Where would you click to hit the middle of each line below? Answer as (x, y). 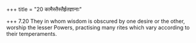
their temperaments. (32, 34)
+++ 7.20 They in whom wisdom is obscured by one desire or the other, (96, 21)
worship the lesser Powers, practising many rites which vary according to (98, 27)
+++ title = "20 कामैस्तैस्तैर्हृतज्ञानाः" (44, 9)
